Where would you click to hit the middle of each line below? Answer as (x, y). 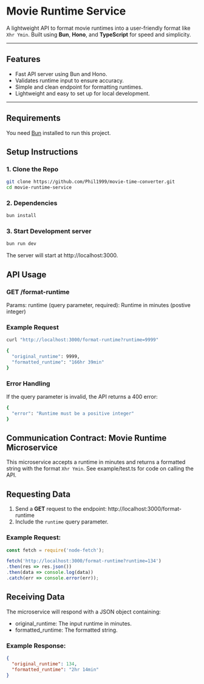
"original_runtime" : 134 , (45, 664)
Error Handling (28, 383)
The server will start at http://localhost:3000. (62, 255)
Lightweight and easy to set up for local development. (82, 93)
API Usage (26, 275)
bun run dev (21, 244)
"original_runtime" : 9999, (46, 357)
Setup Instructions (42, 152)
